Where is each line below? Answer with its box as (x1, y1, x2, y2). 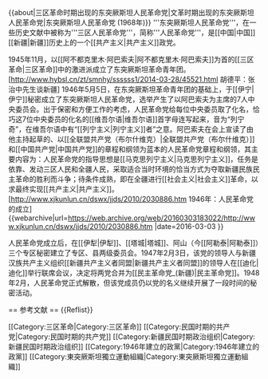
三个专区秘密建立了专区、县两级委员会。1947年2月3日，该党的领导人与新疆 (8, 248, 257, 258)
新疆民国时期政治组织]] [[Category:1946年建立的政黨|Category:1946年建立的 (8, 342, 260, 351)
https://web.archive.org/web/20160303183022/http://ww (67, 213, 256, 223)
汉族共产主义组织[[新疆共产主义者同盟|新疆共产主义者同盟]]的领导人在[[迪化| (8, 259, 259, 267)
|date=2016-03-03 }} (154, 222, 224, 231)
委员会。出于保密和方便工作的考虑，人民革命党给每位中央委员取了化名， (14, 105, 253, 114)
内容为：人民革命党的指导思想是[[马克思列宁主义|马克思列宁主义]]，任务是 (14, 155, 259, 164)
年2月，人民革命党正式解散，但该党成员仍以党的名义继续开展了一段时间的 (8, 278, 250, 287)
